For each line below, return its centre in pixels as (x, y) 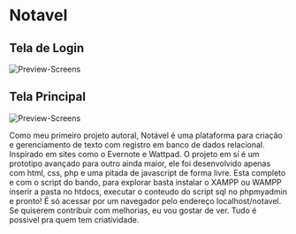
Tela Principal (48, 97)
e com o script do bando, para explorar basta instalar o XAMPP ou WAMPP (146, 182)
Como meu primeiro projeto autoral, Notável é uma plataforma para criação (146, 135)
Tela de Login (47, 48)
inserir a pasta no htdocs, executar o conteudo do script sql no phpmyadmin (148, 192)
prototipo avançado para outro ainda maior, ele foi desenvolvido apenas (140, 163)
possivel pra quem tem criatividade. (74, 219)
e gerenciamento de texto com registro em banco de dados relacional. (137, 144)
